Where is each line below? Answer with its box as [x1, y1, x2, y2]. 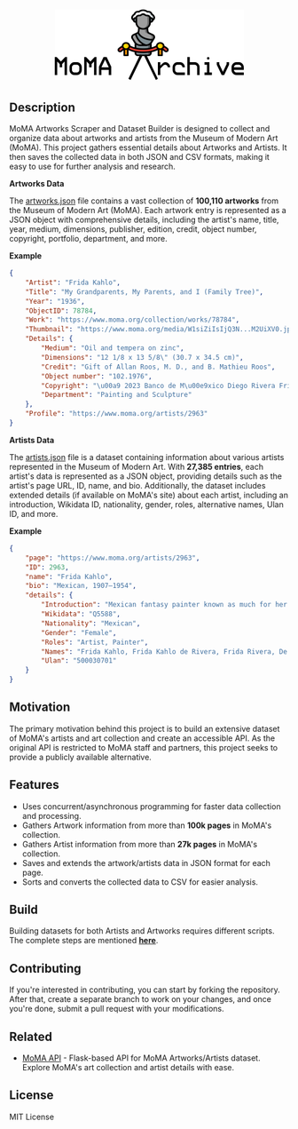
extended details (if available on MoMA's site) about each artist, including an [9, 489, 288, 500]
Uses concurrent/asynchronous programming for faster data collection [21, 800, 281, 812]
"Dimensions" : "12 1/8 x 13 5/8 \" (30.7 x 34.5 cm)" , [41, 353, 244, 362]
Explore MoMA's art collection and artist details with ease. [21, 1062, 235, 1073]
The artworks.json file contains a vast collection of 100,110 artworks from [9, 195, 279, 206]
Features [9, 777, 59, 792]
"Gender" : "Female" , [41, 628, 117, 637]
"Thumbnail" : [25, 325, 74, 334]
